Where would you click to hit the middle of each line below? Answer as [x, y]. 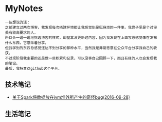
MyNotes [24, 8]
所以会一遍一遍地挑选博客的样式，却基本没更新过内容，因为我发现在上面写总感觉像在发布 [81, 38]
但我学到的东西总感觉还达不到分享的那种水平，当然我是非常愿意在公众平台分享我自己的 [79, 48]
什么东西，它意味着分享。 [27, 43]
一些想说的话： [18, 22]
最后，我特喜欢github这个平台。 [33, 68]
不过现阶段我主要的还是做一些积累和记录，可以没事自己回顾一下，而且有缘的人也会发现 [79, 58]
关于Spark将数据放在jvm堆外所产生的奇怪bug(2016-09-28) [71, 97]
